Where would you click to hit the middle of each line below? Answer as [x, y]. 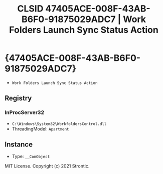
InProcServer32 [25, 112]
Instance [19, 145]
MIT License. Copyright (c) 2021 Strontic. [47, 166]
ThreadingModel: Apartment [40, 128]
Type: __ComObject [31, 156]
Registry [18, 98]
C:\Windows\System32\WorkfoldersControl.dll [59, 124]
